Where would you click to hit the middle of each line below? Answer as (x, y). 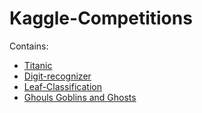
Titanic (38, 65)
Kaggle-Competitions (101, 18)
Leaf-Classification (62, 86)
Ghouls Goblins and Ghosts (80, 97)
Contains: (29, 46)
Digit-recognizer (57, 76)
